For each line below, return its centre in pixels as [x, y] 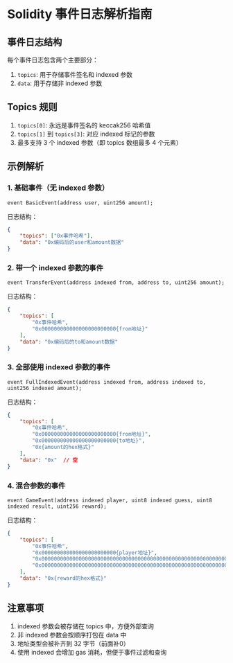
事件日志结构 [35, 42]
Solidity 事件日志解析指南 [80, 14]
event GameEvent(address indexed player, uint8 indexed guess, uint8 [110, 500]
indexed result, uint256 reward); [57, 506]
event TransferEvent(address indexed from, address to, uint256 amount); [116, 283]
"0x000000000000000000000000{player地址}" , [95, 552]
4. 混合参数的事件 [36, 486]
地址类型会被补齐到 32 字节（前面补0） [73, 643]
